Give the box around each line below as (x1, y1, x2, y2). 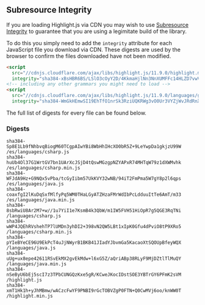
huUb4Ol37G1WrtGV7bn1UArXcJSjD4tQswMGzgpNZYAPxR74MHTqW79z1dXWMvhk (6, 160, 182, 166)
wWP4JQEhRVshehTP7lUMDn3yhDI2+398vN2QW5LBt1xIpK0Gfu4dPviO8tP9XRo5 (6, 224, 182, 230)
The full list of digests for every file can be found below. (6, 109, 146, 117)
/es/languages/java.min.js (6, 197, 75, 203)
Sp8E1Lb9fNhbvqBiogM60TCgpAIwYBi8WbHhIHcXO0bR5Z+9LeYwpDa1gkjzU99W (6, 143, 182, 150)
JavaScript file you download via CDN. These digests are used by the (6, 46, 181, 53)
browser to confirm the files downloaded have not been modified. (6, 52, 171, 60)
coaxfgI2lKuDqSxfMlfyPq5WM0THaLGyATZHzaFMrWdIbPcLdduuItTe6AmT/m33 (6, 192, 182, 198)
